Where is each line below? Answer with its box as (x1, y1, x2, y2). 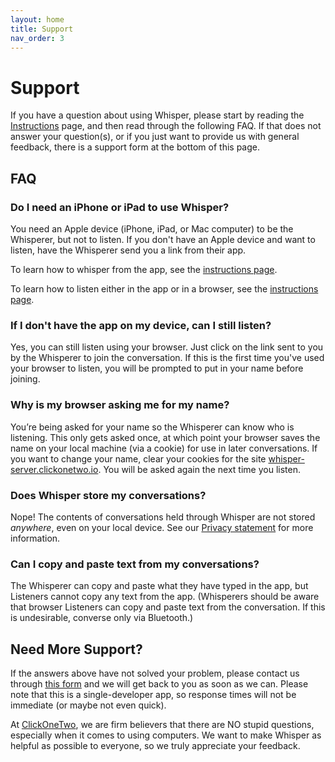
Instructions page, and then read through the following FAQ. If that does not (10, 120, 322, 132)
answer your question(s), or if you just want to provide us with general (10, 131, 300, 143)
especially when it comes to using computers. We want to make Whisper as (10, 729, 322, 741)
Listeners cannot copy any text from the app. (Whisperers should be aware (10, 591, 320, 603)
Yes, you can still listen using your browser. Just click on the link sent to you (10, 341, 324, 353)
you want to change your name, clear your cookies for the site (10, 452, 267, 465)
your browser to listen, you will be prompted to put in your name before (10, 362, 304, 375)
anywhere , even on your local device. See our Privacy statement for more (10, 521, 314, 533)
